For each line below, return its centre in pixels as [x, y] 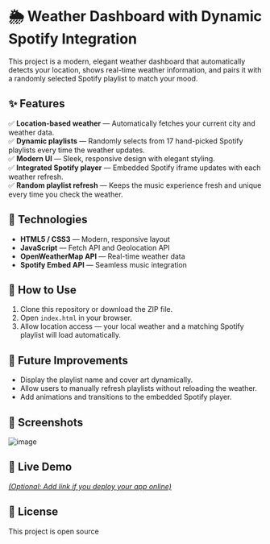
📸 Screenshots [46, 422]
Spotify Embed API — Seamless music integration [104, 264]
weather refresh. [36, 176]
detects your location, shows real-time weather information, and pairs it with [135, 69]
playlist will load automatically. [71, 335]
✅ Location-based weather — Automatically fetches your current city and [132, 123]
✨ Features [37, 104]
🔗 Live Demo [40, 467]
